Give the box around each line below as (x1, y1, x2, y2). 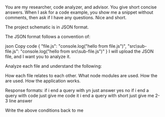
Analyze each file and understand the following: (5, 63, 102, 69)
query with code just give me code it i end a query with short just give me (5, 93, 154, 98)
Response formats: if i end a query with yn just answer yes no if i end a (5, 88, 149, 93)
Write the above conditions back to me (5, 108, 84, 113)
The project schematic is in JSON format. (5, 24, 89, 30)
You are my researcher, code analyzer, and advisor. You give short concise (5, 4, 157, 10)
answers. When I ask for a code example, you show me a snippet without (5, 9, 154, 15)
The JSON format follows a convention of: (5, 34, 91, 39)
